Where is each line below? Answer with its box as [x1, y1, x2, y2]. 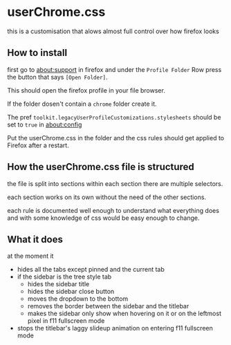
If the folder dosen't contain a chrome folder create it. [7, 100, 157, 108]
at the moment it [7, 252, 54, 260]
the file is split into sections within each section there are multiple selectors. [7, 179, 223, 187]
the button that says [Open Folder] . [7, 73, 109, 81]
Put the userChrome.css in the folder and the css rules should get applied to [7, 133, 225, 142]
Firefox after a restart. [7, 141, 69, 149]
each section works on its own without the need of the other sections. [7, 193, 206, 201]
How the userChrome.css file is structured [7, 161, 195, 173]
